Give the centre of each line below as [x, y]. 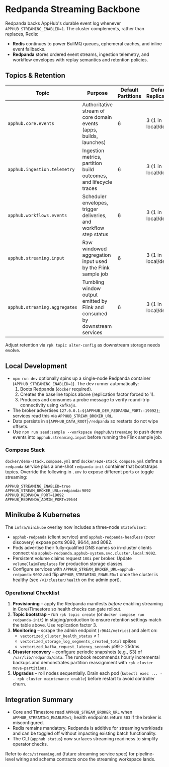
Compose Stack [25, 450]
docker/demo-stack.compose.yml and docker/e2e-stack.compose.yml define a [84, 461]
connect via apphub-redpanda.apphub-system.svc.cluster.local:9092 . [84, 553]
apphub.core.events [31, 123]
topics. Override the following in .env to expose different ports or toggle [80, 471]
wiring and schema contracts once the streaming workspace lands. [86, 759]
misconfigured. [28, 722]
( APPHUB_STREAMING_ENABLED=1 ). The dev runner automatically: [76, 383]
